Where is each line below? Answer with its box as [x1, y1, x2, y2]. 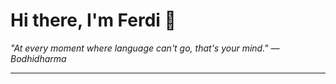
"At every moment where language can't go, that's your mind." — [10, 42, 280, 54]
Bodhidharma [10, 52, 67, 64]
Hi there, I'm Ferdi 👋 [10, 9, 177, 32]
